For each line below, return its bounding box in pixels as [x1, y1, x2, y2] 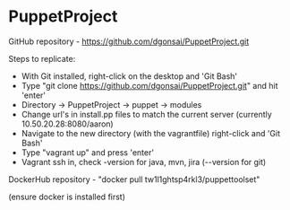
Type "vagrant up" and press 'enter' [21, 146, 154, 158]
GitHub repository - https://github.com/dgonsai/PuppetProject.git [8, 36, 250, 47]
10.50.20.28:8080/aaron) [21, 118, 114, 129]
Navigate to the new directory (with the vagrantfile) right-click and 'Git [21, 127, 281, 138]
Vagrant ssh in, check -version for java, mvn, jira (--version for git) [21, 156, 267, 167]
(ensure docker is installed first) [8, 191, 126, 202]
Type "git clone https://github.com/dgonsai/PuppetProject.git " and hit [21, 80, 278, 91]
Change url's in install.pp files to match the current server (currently [21, 109, 272, 119]
